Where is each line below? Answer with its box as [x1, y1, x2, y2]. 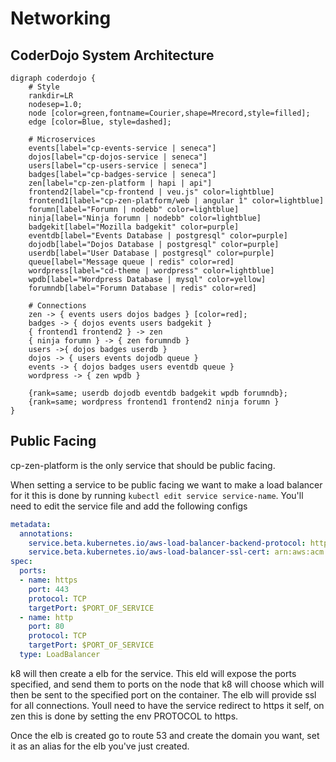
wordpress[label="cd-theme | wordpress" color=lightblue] [28, 266, 275, 276]
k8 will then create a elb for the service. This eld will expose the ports [10, 667, 297, 679]
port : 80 [28, 622, 65, 632]
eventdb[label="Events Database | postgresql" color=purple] [28, 231, 288, 241]
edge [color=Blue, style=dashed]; [28, 117, 172, 127]
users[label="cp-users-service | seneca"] [28, 161, 208, 171]
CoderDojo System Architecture [10, 47, 215, 64]
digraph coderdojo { [10, 73, 97, 83]
